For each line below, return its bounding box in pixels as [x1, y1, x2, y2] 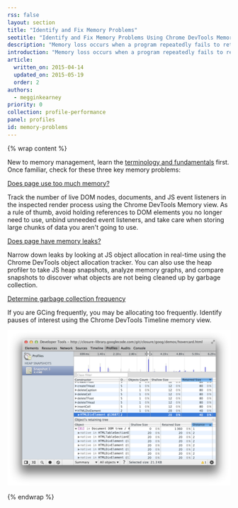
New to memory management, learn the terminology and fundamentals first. [7, 158, 229, 166]
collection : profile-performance [7, 109, 106, 116]
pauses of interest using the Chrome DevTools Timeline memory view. [7, 316, 212, 324]
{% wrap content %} [7, 144, 67, 153]
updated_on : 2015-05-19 [13, 71, 84, 78]
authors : [7, 86, 33, 94]
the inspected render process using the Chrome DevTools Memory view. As [7, 200, 228, 209]
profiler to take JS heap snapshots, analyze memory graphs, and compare [7, 265, 225, 274]
